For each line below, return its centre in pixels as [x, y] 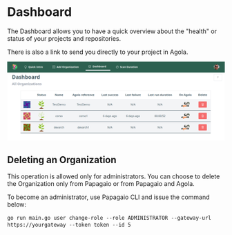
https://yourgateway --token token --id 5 [69, 225]
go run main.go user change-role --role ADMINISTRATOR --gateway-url [109, 218]
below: [17, 205]
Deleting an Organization [62, 160]
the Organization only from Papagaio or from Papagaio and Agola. [101, 184]
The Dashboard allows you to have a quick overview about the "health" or [112, 31]
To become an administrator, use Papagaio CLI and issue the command [108, 197]
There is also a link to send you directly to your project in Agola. [98, 52]
